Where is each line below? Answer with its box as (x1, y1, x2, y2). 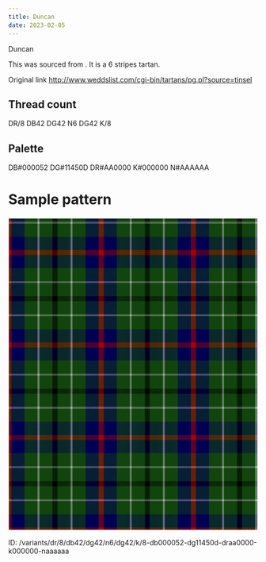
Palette (8, 141, 44, 155)
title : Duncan (8, 13, 55, 21)
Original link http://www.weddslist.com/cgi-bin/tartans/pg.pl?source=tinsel (8, 75, 253, 84)
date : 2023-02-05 (8, 21, 66, 29)
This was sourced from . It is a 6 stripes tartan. (8, 60, 161, 69)
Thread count (8, 98, 77, 111)
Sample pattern (8, 191, 112, 209)
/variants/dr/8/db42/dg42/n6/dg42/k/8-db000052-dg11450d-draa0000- (18, 538, 257, 548)
